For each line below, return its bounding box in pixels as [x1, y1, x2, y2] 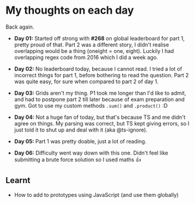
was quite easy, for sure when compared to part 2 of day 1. [14, 78, 159, 85]
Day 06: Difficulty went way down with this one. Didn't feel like [14, 149, 169, 156]
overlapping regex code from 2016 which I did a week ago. [14, 54, 158, 61]
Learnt [5, 175, 31, 186]
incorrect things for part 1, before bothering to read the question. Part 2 [14, 71, 189, 79]
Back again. [5, 23, 34, 30]
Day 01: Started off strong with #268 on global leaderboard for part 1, [14, 34, 185, 42]
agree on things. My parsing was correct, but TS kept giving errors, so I [14, 120, 190, 127]
